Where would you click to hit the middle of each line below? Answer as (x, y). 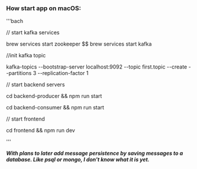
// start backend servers (35, 84)
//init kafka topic (26, 56)
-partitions (19, 73)
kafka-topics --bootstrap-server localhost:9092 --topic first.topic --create (97, 67)
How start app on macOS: (44, 8)
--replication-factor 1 (63, 73)
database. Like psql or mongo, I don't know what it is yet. (78, 160)
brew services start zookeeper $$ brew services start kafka (79, 44)
